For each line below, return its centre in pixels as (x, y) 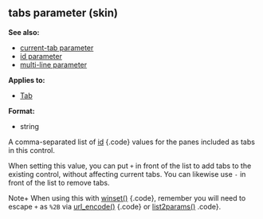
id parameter (41, 56)
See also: (24, 32)
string (29, 126)
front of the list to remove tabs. (59, 182)
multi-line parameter (53, 65)
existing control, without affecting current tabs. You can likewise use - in (127, 174)
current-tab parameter (57, 48)
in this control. (32, 150)
